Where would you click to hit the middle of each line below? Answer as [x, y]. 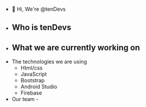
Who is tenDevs [41, 27]
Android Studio [39, 87]
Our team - [25, 99]
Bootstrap [33, 81]
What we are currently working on [76, 47]
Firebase [31, 93]
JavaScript [34, 74]
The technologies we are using [49, 62]
